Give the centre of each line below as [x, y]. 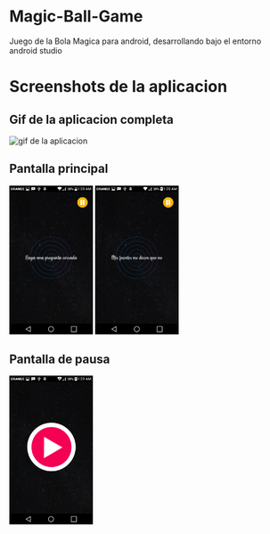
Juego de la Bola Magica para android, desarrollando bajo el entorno [135, 41]
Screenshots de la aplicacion [119, 87]
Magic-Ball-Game [76, 16]
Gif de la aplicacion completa [91, 119]
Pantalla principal [59, 169]
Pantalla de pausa [60, 360]
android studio [36, 50]
